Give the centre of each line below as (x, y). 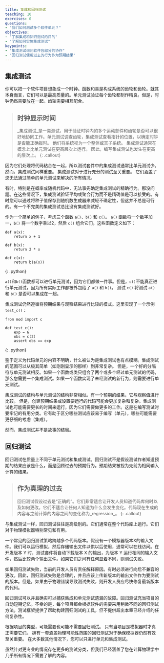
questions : (16, 23)
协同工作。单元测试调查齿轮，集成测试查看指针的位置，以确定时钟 (92, 137)
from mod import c (24, 320)
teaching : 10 (18, 14)
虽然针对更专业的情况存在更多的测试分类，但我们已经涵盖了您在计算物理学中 (82, 649)
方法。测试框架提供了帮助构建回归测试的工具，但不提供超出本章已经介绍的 (80, 610)
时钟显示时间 (36, 118)
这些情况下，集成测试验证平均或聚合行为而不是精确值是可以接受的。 (86, 194)
